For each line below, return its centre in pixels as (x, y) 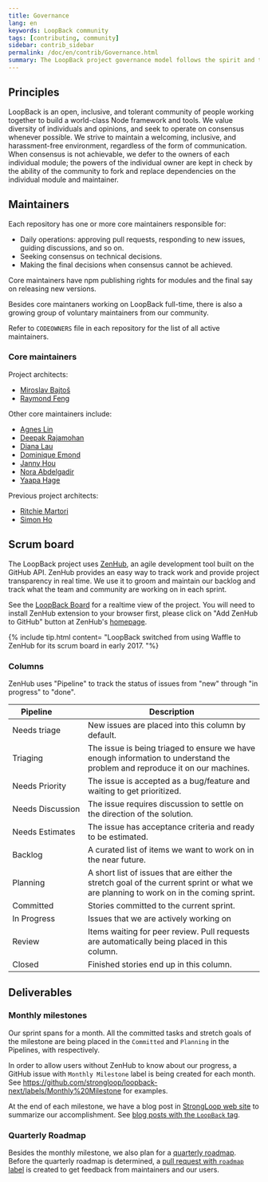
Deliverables (40, 993)
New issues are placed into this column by (166, 725)
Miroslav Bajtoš (45, 390)
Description (171, 711)
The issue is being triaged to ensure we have (171, 748)
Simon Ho (36, 519)
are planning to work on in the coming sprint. (171, 892)
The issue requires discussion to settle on (166, 804)
